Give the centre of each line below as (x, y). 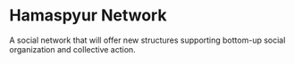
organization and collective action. (72, 49)
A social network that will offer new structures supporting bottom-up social (147, 40)
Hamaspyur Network (88, 16)
